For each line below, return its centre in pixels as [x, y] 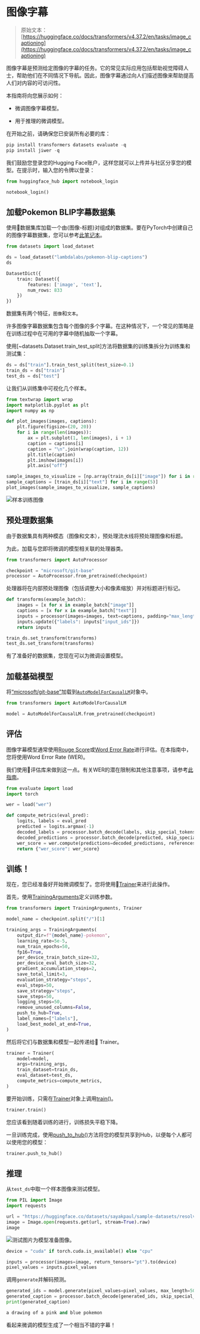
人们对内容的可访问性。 [35, 83]
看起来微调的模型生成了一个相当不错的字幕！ [61, 1324]
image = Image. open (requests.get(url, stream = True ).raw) [78, 1222]
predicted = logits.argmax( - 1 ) [56, 827]
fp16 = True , [30, 952]
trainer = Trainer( [30, 1053]
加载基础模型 [30, 676]
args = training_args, [42, 1064]
